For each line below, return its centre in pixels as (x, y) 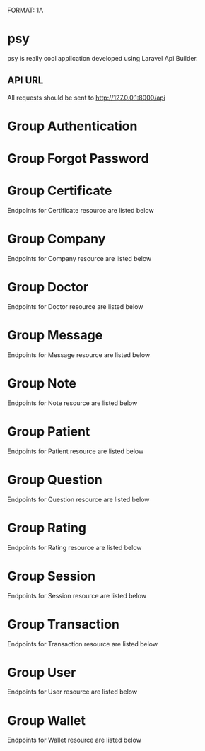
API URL (25, 81)
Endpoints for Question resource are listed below (78, 499)
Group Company (57, 239)
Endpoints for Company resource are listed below (80, 258)
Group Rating (47, 528)
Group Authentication (72, 126)
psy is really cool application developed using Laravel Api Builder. (102, 58)
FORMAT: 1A (25, 10)
